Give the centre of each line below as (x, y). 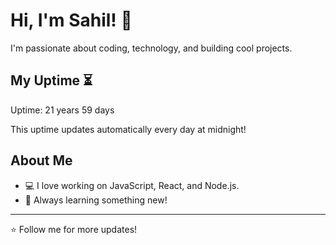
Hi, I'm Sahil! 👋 (71, 20)
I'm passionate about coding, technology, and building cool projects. (151, 48)
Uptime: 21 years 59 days (62, 110)
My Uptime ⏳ (51, 80)
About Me (41, 160)
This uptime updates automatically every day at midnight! (128, 129)
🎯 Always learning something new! (96, 200)
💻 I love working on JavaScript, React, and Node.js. (132, 185)
